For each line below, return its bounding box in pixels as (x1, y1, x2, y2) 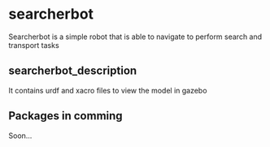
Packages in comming (8, 109, 124, 123)
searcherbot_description (8, 64, 137, 78)
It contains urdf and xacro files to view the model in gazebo (8, 85, 207, 95)
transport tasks (8, 40, 59, 50)
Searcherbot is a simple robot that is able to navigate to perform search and (8, 32, 263, 41)
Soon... (8, 131, 33, 141)
